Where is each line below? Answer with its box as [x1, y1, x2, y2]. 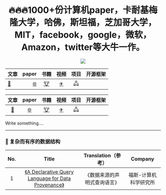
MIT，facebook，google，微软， [14, 29, 152, 41]
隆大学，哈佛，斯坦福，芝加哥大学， [9, 17, 157, 28]
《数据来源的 [84, 172, 115, 179]
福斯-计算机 [128, 172, 157, 179]
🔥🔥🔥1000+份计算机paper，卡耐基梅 [8, 4, 158, 16]
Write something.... [5, 120, 44, 126]
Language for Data [27, 175, 71, 182]
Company [130, 155, 155, 162]
